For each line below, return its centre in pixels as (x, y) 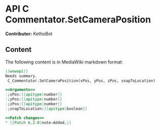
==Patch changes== (25, 118)
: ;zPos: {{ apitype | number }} (34, 104)
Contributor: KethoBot (29, 34)
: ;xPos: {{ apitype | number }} (34, 94)
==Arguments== (20, 90)
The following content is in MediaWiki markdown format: (64, 62)
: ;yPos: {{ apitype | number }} (34, 100)
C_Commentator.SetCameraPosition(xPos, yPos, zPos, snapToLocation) (82, 81)
